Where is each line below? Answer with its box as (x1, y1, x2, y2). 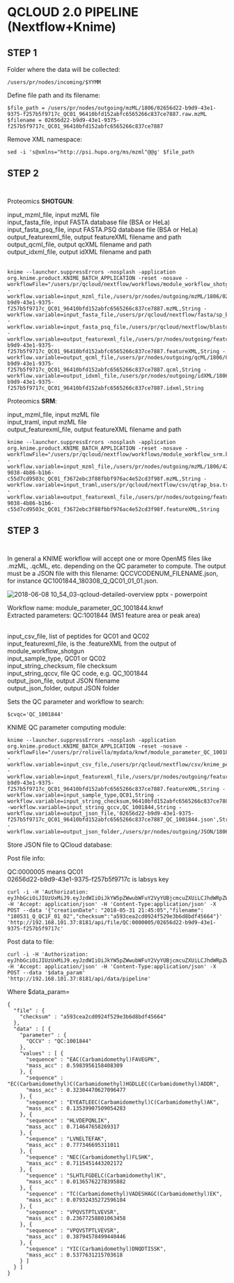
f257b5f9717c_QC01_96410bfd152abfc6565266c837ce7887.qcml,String (7, 366, 201, 373)
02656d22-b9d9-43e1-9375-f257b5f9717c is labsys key (7, 875, 169, 883)
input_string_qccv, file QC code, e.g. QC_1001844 (7, 669, 148, 677)
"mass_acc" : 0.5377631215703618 (25, 1251, 123, 1259)
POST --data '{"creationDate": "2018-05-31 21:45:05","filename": (7, 907, 204, 914)
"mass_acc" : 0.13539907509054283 (25, 1104, 127, 1112)
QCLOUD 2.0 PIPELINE (7, 4, 139, 20)
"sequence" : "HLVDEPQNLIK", (25, 1117, 111, 1124)
